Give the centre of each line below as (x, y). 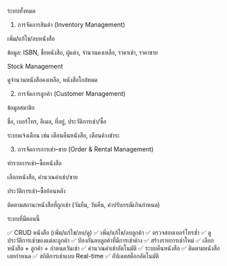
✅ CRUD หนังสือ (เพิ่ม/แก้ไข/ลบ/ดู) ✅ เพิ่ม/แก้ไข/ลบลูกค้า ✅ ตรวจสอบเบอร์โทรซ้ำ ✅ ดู (109, 232)
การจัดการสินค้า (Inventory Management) (71, 25)
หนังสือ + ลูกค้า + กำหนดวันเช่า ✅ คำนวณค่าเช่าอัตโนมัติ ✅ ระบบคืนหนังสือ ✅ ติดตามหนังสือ (113, 248)
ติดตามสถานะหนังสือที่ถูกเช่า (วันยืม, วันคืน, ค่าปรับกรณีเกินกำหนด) (84, 205)
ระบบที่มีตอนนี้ (24, 218)
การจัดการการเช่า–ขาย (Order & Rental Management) (85, 149)
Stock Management (35, 66)
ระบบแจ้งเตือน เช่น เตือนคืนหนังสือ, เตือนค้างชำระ (64, 135)
